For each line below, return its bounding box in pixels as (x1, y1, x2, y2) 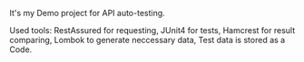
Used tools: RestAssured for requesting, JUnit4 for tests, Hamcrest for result (9, 25, 296, 35)
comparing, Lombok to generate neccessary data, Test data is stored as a (9, 35, 286, 45)
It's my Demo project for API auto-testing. (9, 8, 165, 18)
